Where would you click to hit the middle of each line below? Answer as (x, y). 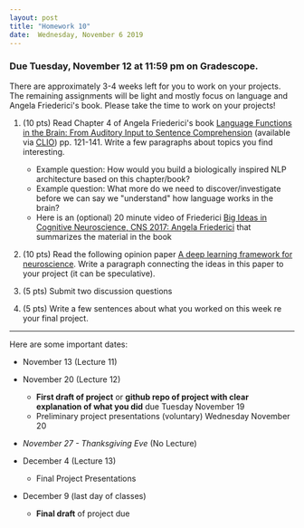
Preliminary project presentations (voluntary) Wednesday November (163, 416)
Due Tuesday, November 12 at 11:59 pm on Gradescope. (134, 66)
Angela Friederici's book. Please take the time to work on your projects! (142, 105)
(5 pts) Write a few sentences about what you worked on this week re (152, 308)
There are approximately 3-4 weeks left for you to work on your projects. (145, 86)
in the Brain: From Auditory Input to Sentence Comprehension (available (157, 132)
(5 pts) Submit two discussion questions (97, 291)
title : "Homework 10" (50, 26)
